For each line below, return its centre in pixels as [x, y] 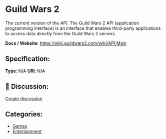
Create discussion [24, 99]
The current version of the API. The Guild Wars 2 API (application [72, 23]
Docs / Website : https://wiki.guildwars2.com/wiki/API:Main [66, 43]
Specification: [27, 59]
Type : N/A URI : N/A [25, 71]
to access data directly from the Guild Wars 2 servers [60, 33]
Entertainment [27, 132]
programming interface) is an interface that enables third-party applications [83, 28]
